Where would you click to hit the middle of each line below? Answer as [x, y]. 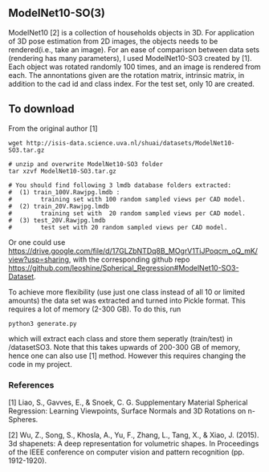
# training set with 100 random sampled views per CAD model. [127, 199]
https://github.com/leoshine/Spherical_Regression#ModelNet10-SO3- [124, 267]
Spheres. [23, 419]
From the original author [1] [53, 128]
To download [41, 109]
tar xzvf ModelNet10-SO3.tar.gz [62, 171]
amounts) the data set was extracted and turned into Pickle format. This [127, 300]
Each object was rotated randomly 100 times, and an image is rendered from [134, 67]
